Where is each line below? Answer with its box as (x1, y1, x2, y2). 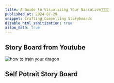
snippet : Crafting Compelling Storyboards (5, 16, 92, 21)
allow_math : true (5, 25, 40, 30)
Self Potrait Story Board (5, 70, 78, 78)
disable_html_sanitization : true (5, 20, 73, 26)
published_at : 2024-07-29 (5, 12, 57, 17)
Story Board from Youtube (5, 43, 86, 51)
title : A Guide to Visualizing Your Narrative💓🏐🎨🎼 (5, 7, 110, 12)
